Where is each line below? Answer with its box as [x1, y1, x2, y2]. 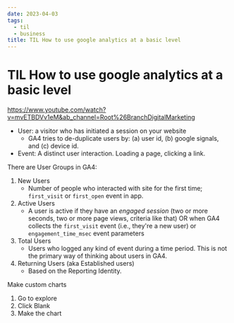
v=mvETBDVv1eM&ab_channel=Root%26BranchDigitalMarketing [7, 113, 195, 122]
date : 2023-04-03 [7, 10, 58, 18]
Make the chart [17, 309, 62, 318]
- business [13, 30, 46, 37]
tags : [7, 17, 23, 24]
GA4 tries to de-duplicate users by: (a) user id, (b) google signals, [27, 134, 219, 143]
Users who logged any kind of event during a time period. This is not [27, 245, 228, 253]
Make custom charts [7, 281, 67, 289]
